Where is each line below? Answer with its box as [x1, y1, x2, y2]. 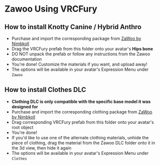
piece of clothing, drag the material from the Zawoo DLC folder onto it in [11, 140, 155, 146]
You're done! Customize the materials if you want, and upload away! [11, 62, 148, 67]
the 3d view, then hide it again [11, 145, 72, 151]
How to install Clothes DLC [4, 86, 87, 94]
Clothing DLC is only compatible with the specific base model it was [11, 99, 151, 104]
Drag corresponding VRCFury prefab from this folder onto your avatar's [11, 119, 154, 125]
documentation [11, 56, 42, 62]
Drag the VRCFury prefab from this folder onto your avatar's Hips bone [11, 46, 153, 51]
